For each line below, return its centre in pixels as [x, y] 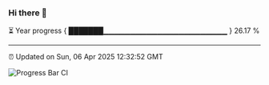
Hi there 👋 [28, 13]
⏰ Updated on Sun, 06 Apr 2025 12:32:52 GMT [86, 57]
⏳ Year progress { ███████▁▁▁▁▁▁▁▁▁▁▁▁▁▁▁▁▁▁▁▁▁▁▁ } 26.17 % [134, 30]
